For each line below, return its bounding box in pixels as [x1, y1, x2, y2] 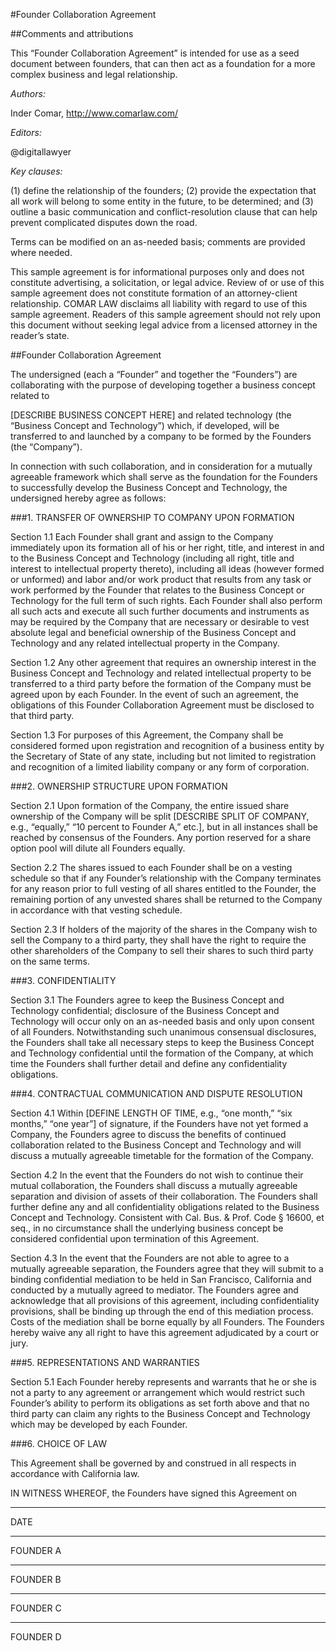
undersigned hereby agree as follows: [10, 492, 167, 504]
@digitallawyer [10, 146, 72, 158]
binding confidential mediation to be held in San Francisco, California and [10, 1274, 312, 1285]
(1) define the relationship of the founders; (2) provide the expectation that [10, 185, 317, 196]
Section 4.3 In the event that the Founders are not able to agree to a [10, 1252, 290, 1264]
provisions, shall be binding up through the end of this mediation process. [10, 1305, 314, 1317]
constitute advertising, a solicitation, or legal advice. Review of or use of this [10, 277, 325, 288]
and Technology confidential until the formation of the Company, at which [10, 1047, 314, 1059]
